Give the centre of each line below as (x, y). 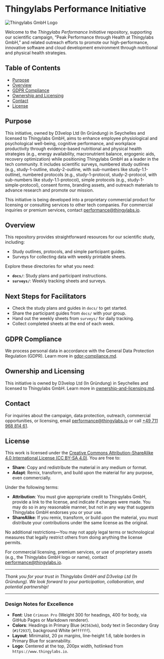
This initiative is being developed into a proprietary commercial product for (80, 199)
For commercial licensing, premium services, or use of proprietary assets (79, 552)
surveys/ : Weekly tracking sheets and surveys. (59, 281)
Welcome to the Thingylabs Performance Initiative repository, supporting (79, 32)
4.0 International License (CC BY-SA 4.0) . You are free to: (63, 458)
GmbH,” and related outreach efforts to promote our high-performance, (77, 42)
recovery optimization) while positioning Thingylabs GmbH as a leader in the (82, 159)
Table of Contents (33, 68)
